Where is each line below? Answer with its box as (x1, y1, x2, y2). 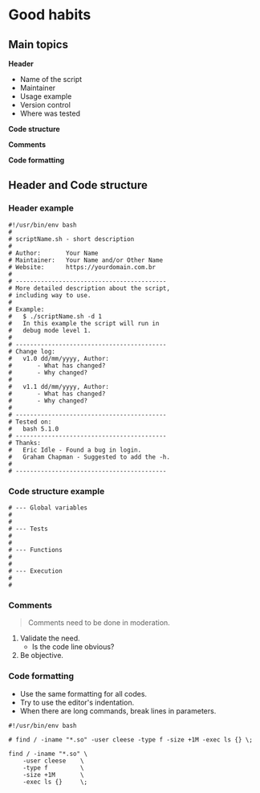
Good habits (8, 6, 91, 24)
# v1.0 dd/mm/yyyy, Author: (8, 354, 110, 362)
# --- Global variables (8, 504, 88, 512)
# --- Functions (8, 546, 63, 554)
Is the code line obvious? (31, 642, 115, 652)
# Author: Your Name (8, 249, 99, 257)
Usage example (19, 92, 72, 101)
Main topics (8, 38, 68, 51)
